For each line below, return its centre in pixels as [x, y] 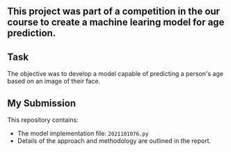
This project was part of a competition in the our [114, 12]
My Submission [42, 103]
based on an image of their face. [54, 81]
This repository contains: [43, 120]
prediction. [32, 33]
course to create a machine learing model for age [116, 23]
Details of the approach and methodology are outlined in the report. [114, 141]
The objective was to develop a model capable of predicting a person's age [115, 74]
